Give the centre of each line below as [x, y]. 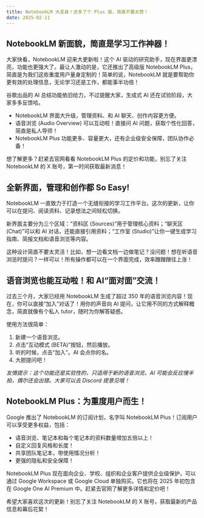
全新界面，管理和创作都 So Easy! [68, 187]
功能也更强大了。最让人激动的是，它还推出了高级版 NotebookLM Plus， [106, 67]
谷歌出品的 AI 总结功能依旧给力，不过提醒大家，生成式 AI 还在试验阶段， [97, 95]
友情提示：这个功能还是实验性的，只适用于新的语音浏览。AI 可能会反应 [95, 373]
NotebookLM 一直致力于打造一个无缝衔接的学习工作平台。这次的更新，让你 [100, 203]
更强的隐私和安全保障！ [44, 460]
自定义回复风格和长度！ [44, 445]
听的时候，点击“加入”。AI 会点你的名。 [63, 352]
